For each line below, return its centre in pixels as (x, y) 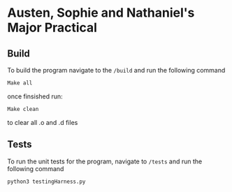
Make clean (23, 109)
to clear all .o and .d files (43, 122)
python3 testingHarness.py (46, 182)
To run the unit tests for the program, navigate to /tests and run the (105, 161)
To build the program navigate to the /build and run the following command (116, 70)
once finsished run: (35, 96)
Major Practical (52, 28)
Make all (20, 83)
